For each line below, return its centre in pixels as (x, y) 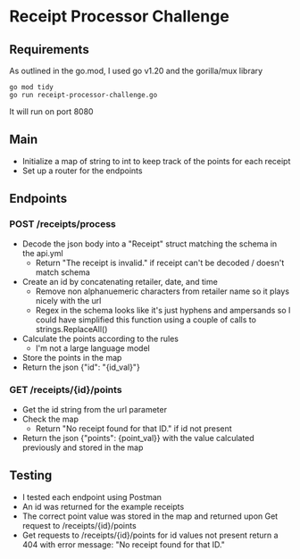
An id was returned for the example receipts (103, 506)
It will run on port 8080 (51, 112)
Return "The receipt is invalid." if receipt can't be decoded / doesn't (160, 263)
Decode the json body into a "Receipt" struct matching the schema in (150, 244)
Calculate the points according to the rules (100, 338)
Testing (31, 476)
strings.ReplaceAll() (71, 329)
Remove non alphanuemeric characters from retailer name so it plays (162, 291)
